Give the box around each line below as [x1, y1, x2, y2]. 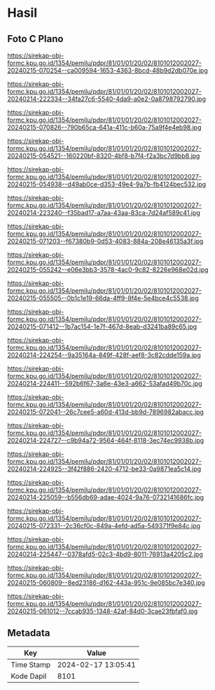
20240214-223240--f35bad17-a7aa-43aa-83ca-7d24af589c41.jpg [7, 209, 201, 216]
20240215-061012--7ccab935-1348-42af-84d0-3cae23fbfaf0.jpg [7, 607, 198, 615]
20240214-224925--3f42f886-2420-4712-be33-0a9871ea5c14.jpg [7, 464, 202, 473]
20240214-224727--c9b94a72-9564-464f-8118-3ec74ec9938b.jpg [7, 436, 204, 444]
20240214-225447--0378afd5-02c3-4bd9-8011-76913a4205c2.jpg [7, 550, 203, 558]
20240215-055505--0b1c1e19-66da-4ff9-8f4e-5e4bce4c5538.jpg [7, 294, 199, 302]
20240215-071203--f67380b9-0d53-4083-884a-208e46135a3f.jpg [7, 237, 204, 245]
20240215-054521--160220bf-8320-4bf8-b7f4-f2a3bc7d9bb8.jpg [7, 152, 200, 160]
